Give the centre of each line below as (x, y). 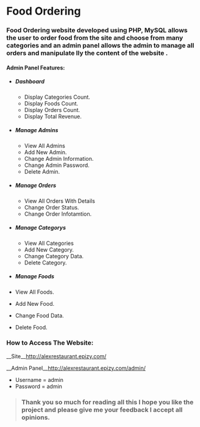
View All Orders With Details (60, 201)
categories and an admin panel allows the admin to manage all (100, 46)
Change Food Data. (39, 316)
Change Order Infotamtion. (58, 214)
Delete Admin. (42, 171)
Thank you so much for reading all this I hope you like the (107, 402)
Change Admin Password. (57, 165)
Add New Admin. (45, 152)
